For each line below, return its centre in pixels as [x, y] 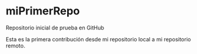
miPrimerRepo [43, 11]
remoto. [16, 46]
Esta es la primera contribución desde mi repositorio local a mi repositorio [99, 39]
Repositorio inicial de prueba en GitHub [55, 28]
